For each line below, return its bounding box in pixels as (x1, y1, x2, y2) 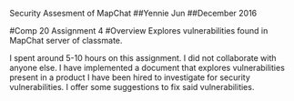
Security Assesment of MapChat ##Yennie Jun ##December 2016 (9, 8, 258, 18)
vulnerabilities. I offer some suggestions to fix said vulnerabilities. (9, 82, 255, 92)
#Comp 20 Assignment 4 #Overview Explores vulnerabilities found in (9, 25, 269, 35)
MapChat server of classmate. (9, 35, 123, 45)
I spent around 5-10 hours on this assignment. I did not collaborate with (9, 53, 277, 63)
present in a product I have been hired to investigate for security (9, 72, 250, 83)
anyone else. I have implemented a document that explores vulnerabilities (9, 63, 285, 73)
